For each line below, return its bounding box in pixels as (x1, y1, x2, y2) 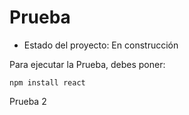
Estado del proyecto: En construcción (23, 39, 179, 51)
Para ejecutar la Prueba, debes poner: (9, 58, 166, 70)
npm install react (9, 77, 86, 88)
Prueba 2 (9, 95, 47, 107)
